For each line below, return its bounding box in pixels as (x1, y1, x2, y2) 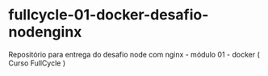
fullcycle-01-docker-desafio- (8, 6, 209, 24)
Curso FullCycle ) (8, 58, 66, 68)
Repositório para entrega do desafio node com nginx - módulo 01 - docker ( (8, 49, 261, 59)
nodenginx (8, 23, 82, 41)
